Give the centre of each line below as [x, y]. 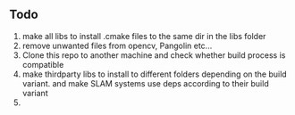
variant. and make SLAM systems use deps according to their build [146, 83]
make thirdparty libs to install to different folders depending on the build [155, 74]
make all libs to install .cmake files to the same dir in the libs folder [144, 36]
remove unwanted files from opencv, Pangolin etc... [117, 45]
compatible [43, 64]
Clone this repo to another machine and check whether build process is [154, 55]
